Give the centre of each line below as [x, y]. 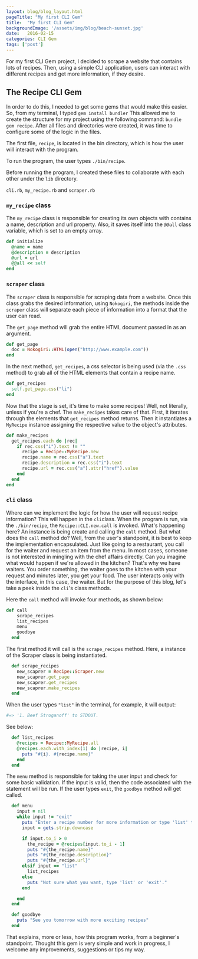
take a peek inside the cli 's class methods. [59, 588]
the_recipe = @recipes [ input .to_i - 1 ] [76, 844]
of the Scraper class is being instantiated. [57, 655]
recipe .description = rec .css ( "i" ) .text [72, 463]
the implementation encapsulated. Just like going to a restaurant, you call [95, 544]
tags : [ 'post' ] [25, 45]
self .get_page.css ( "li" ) [42, 389]
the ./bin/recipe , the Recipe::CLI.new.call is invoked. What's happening [96, 525]
